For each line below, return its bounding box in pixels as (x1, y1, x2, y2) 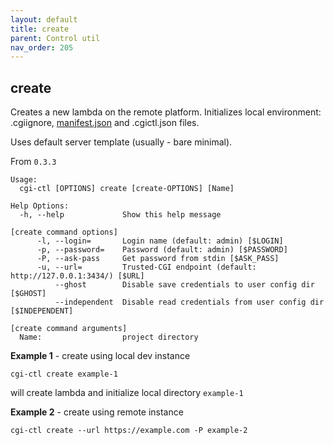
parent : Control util (10, 33, 101, 43)
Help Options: (10, 201, 70, 211)
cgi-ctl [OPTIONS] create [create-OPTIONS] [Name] (19, 184, 235, 194)
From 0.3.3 (10, 156, 57, 168)
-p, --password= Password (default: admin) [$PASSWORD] (36, 245, 288, 255)
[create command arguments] (10, 324, 128, 334)
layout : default (10, 14, 78, 25)
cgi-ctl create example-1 (10, 369, 118, 380)
